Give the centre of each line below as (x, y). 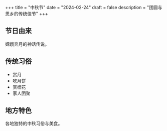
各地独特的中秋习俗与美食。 (34, 123)
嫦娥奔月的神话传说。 (27, 44)
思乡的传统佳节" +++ (27, 14)
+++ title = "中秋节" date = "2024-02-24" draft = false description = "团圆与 (84, 7)
